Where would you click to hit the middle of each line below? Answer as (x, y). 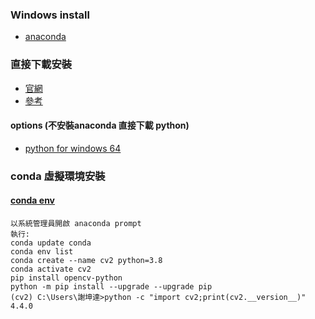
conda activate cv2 (51, 269)
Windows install (50, 15)
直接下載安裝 (41, 65)
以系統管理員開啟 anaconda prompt (76, 223)
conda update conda (51, 243)
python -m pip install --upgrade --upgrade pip (111, 286)
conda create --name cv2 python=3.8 (86, 260)
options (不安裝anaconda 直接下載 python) (100, 125)
